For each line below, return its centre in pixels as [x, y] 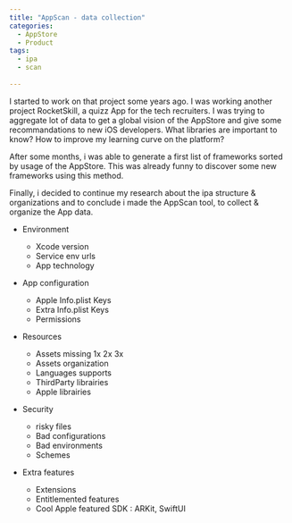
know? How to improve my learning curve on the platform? [117, 139]
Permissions [58, 319]
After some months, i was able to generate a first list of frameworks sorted [146, 156]
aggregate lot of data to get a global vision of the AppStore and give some [146, 120]
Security [38, 409]
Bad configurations [71, 435]
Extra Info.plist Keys [72, 309]
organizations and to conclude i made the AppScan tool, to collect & [134, 202]
